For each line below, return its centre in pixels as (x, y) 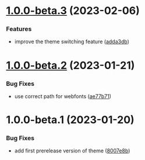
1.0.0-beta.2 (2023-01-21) (70, 65)
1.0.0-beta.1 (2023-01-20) (70, 120)
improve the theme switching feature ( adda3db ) (72, 41)
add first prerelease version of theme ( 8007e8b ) (72, 151)
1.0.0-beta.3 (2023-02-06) (73, 11)
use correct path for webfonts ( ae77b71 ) (63, 96)
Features (19, 29)
